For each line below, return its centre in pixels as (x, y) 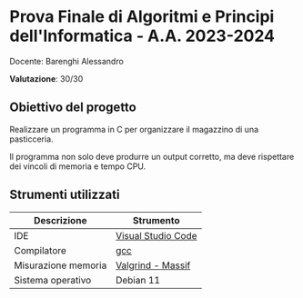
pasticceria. (31, 139)
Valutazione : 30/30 (46, 78)
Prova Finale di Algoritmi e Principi (142, 17)
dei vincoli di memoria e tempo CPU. (78, 166)
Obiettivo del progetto (73, 108)
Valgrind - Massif (153, 265)
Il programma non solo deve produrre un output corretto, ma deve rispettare (152, 156)
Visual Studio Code (156, 235)
